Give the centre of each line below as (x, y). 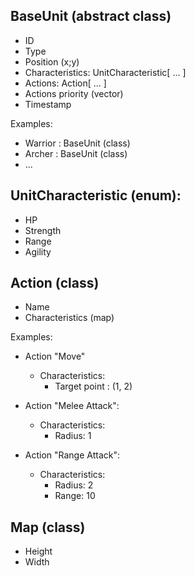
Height (38, 551)
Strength (43, 230)
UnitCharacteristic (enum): (96, 195)
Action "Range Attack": (72, 455)
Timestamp (48, 104)
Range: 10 (75, 496)
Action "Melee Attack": (72, 406)
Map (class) (48, 527)
